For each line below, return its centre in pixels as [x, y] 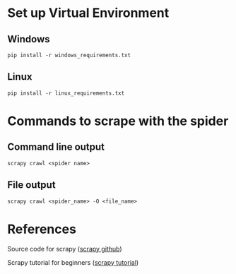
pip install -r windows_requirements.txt [69, 55]
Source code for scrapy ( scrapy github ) [65, 249]
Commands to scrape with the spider [118, 121]
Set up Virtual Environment [88, 13]
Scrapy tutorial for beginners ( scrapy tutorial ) [73, 262]
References [42, 229]
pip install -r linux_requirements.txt [66, 93]
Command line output [56, 147]
